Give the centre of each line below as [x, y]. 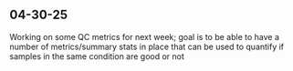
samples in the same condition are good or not [97, 56]
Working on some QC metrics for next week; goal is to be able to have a [145, 36]
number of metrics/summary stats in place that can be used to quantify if [147, 46]
